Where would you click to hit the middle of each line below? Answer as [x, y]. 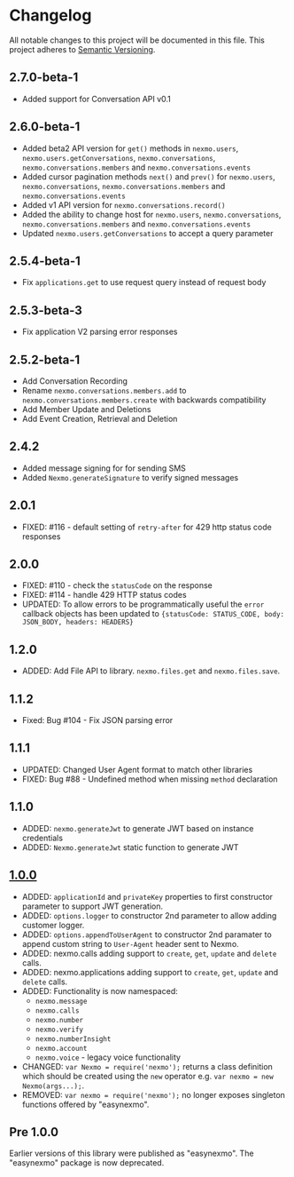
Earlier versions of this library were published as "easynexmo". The [132, 1153]
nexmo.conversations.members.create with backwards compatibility [144, 400]
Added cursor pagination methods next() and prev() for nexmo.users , [149, 176]
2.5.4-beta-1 [45, 261]
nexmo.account [61, 1048]
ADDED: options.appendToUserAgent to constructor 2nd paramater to [147, 934]
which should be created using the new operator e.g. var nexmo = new [148, 1076]
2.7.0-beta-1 [44, 78]
